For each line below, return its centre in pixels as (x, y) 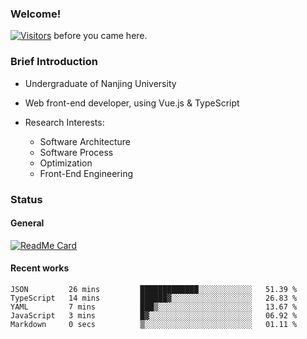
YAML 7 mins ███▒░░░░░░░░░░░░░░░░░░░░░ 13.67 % (154, 307)
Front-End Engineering (86, 173)
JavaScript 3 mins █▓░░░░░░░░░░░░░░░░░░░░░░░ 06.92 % (154, 315)
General (27, 223)
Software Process (76, 152)
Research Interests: (64, 122)
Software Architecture (85, 141)
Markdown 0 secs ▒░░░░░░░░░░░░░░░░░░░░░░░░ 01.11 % (154, 324)
